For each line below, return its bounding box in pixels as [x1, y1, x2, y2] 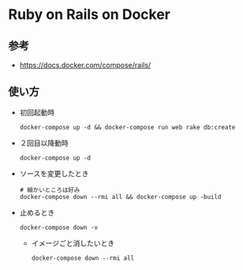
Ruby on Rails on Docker [8, 6, 171, 24]
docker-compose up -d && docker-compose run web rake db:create [19, 123, 236, 131]
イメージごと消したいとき [31, 238, 115, 248]
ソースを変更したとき [19, 168, 89, 178]
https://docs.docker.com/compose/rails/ [19, 61, 151, 69]
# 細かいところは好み [19, 186, 80, 194]
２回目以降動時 [19, 138, 69, 148]
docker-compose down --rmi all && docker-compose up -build [19, 193, 222, 201]
